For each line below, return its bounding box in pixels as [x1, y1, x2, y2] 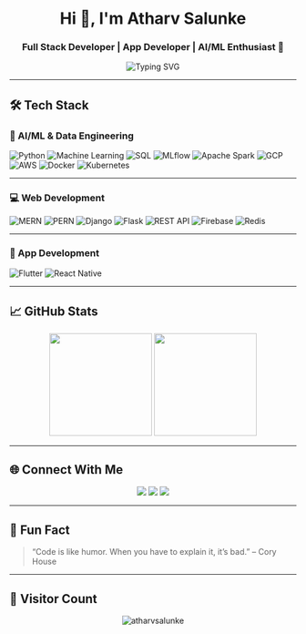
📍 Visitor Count [9, 591, 97, 607]
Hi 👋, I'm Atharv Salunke [59, 8, 247, 29]
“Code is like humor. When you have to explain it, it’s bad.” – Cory [31, 547, 277, 557]
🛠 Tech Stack [9, 97, 89, 113]
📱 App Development [9, 247, 100, 260]
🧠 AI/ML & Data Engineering [9, 129, 135, 142]
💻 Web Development [9, 191, 105, 204]
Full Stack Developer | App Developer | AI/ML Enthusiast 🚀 [22, 41, 284, 54]
